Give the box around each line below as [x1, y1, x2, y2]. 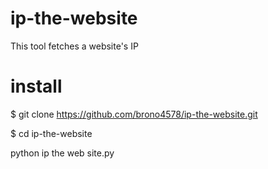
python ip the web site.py [10, 147, 115, 159]
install [10, 75, 63, 98]
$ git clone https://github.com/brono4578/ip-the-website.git [10, 108, 258, 120]
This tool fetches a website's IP [10, 40, 139, 52]
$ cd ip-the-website [10, 127, 93, 139]
